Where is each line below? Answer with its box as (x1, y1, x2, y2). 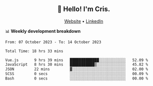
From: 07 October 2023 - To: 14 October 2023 (5, 39, 101, 45)
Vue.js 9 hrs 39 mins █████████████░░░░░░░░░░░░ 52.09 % (5, 58, 149, 63)
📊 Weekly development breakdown (5, 28, 81, 34)
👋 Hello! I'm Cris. (57, 5, 111, 13)
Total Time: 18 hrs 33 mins (5, 48, 64, 54)
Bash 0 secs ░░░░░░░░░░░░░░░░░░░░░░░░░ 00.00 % (5, 76, 149, 81)
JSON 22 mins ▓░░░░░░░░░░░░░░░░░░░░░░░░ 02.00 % (5, 67, 149, 72)
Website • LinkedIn (64, 18, 104, 24)
